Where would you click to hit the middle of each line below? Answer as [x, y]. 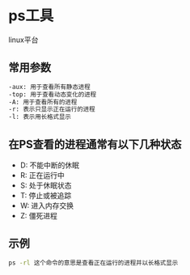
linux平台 [23, 40]
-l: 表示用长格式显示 [40, 117]
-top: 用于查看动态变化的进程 [53, 94]
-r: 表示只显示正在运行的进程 [52, 109]
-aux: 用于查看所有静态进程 [49, 87]
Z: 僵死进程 [39, 215]
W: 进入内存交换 [47, 205]
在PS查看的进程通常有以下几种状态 [95, 144]
